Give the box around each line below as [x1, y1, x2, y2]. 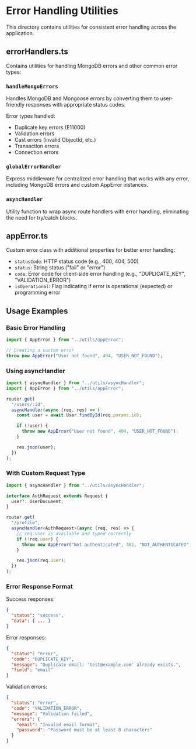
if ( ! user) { [16, 423, 48, 429]
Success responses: [6, 596, 55, 603]
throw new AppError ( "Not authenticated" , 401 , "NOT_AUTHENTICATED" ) [21, 542, 192, 548]
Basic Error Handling [6, 323, 66, 331]
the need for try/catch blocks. [6, 214, 78, 221]
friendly [6, 101, 25, 108]
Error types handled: [6, 112, 55, 119]
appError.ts [6, 231, 48, 241]
